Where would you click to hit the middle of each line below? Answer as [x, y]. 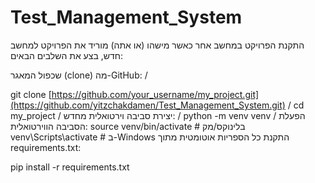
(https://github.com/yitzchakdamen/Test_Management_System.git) [148, 105]
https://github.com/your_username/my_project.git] [155, 94]
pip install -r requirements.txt [70, 167]
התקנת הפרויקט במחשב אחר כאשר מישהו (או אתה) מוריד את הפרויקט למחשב [157, 45]
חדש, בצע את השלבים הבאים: [66, 55]
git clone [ [31, 94]
